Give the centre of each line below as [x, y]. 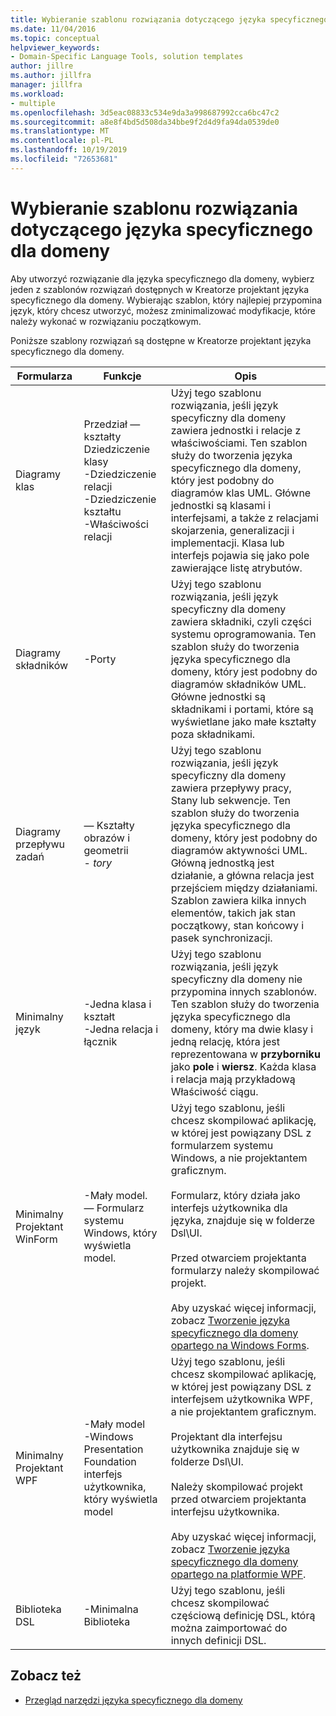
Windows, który [120, 1233]
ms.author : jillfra [51, 76]
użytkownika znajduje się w [235, 1449]
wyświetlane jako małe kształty [243, 721]
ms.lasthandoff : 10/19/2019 [69, 150]
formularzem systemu [222, 1145]
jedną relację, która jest [225, 1041]
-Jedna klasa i [117, 1004]
